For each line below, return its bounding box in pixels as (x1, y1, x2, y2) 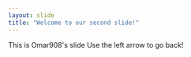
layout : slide (8, 11, 55, 20)
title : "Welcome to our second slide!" (8, 19, 140, 27)
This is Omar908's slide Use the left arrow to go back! (8, 40, 184, 49)
